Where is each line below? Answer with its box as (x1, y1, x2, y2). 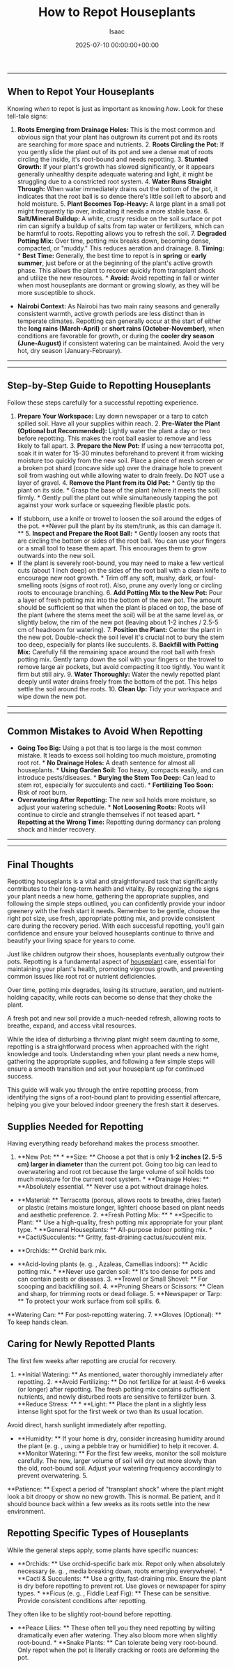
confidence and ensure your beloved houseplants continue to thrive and (7, 929, 214, 938)
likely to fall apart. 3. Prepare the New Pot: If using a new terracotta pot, (17, 441, 225, 450)
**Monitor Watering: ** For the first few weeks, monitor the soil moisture (17, 1449, 227, 1457)
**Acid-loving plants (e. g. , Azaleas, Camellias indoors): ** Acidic (17, 1260, 208, 1268)
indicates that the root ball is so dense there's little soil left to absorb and (17, 192, 226, 200)
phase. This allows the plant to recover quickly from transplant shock (17, 266, 216, 274)
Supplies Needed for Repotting (7, 1120, 144, 1132)
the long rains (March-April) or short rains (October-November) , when (17, 324, 225, 332)
